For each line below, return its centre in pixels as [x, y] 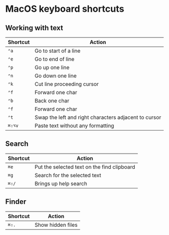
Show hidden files [56, 225]
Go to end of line [55, 59]
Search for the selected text [68, 175]
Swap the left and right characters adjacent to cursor [98, 117]
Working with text [34, 28]
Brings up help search [61, 183]
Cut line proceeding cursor [67, 84]
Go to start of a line [58, 51]
